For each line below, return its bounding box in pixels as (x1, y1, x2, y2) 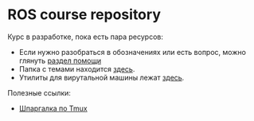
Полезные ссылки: (7, 88, 71, 97)
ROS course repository (7, 6, 161, 24)
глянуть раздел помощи (18, 56, 101, 65)
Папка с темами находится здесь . (18, 64, 135, 73)
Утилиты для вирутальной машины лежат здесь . (18, 72, 185, 82)
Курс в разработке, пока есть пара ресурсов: (7, 32, 164, 41)
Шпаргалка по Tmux (18, 103, 88, 113)
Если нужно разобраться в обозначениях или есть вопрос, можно (18, 47, 246, 57)
